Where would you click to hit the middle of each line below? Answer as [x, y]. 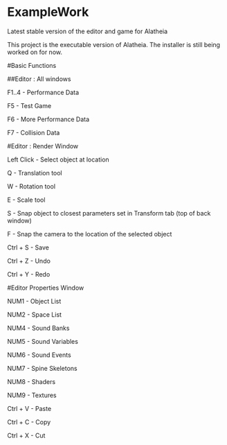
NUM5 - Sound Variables [43, 341]
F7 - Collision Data [34, 132]
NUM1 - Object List [34, 301]
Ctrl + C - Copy [29, 422]
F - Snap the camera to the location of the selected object [90, 234]
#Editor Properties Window [46, 288]
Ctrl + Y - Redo [29, 274]
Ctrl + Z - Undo [29, 261]
